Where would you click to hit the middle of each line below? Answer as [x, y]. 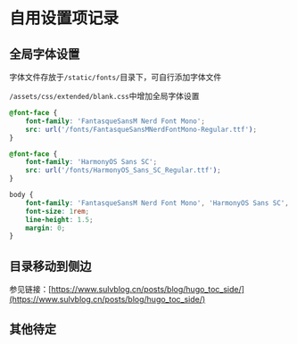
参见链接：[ [30, 290]
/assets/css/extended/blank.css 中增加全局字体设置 [104, 96]
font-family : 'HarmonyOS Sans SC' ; [91, 162]
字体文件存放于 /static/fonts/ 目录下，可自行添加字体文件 [115, 77]
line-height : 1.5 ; [59, 219]
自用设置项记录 [64, 18]
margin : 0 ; [45, 228]
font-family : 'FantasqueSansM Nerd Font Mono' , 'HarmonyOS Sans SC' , [157, 203]
